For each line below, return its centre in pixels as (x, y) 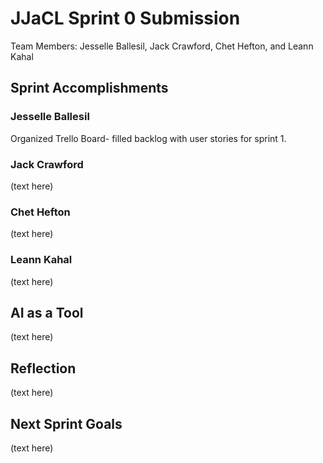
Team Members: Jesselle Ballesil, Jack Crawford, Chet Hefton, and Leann (162, 46)
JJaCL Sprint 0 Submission (125, 18)
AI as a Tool (47, 312)
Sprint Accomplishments (89, 88)
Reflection (43, 368)
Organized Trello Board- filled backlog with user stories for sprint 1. (148, 138)
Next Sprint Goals (66, 423)
